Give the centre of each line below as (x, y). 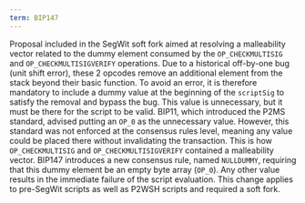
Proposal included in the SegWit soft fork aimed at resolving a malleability (148, 44)
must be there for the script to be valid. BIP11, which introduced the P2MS (147, 111)
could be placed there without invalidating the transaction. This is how (141, 140)
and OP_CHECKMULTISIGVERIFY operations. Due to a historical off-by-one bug (149, 63)
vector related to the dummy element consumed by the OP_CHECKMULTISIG (146, 53)
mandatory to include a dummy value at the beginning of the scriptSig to (147, 92)
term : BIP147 (34, 18)
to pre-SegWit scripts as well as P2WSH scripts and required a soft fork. (145, 188)
